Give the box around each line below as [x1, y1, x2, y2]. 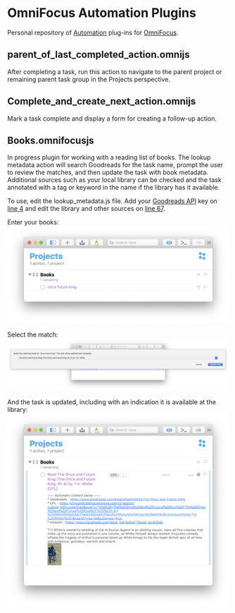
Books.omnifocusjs [7, 134, 94, 146]
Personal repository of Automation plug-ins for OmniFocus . [7, 28, 179, 37]
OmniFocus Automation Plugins [7, 5, 197, 21]
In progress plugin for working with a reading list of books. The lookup [7, 153, 211, 162]
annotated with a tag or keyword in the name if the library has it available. [7, 183, 220, 192]
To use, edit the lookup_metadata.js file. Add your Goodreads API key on [7, 197, 218, 205]
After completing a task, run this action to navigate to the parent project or [7, 67, 222, 75]
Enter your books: [7, 218, 59, 226]
